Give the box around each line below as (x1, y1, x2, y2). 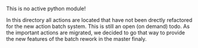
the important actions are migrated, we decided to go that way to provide (6, 29, 186, 36)
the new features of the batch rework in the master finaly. (6, 36, 147, 42)
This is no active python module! (6, 5, 86, 12)
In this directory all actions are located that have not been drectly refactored (6, 17, 193, 23)
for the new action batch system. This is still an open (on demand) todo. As (6, 23, 190, 30)
